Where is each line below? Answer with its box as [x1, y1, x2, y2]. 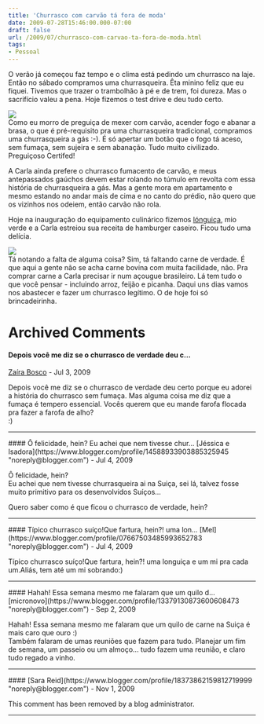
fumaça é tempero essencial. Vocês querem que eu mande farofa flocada [8, 400, 247, 409]
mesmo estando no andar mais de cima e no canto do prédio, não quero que [8, 192, 256, 200]
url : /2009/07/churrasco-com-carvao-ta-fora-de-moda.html [8, 33, 202, 42]
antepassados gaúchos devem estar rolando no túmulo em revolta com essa [8, 174, 255, 184]
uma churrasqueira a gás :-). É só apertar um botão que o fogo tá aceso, [8, 134, 244, 144]
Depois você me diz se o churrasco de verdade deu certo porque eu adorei [8, 382, 252, 393]
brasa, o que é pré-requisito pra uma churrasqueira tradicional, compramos [8, 126, 253, 135]
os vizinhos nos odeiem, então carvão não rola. [8, 199, 162, 209]
